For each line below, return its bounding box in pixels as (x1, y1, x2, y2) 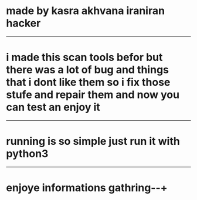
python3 (6, 147, 49, 161)
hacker (6, 16, 41, 30)
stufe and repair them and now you (6, 88, 180, 101)
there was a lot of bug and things (6, 63, 169, 77)
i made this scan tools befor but (6, 51, 163, 64)
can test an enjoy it (6, 101, 101, 114)
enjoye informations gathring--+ (6, 181, 168, 194)
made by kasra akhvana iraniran (6, 4, 165, 18)
